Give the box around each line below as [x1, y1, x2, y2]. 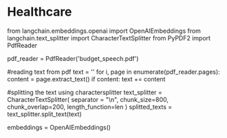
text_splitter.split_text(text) [7, 110, 83, 118]
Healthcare [7, 4, 72, 20]
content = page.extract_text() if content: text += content [7, 74, 166, 83]
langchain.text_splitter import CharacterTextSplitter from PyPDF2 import [7, 33, 211, 42]
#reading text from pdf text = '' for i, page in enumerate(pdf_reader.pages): [7, 68, 220, 76]
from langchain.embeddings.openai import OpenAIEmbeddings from [7, 27, 202, 35]
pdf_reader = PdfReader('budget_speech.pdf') [7, 54, 139, 62]
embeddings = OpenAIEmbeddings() [7, 123, 111, 131]
